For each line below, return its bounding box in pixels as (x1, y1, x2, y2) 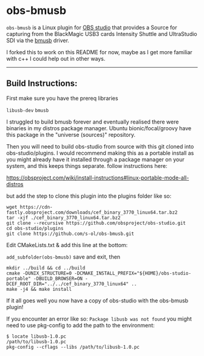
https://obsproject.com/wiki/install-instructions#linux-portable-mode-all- (6, 174, 189, 181)
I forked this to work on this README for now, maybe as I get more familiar (6, 48, 192, 55)
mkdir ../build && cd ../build (6, 265, 86, 271)
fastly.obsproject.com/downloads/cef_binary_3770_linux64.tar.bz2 (6, 209, 178, 215)
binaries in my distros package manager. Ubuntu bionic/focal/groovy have (6, 124, 192, 131)
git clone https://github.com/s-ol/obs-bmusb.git (6, 231, 135, 237)
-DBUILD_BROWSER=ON (33, 275, 83, 282)
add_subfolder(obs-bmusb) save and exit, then (6, 253, 120, 260)
